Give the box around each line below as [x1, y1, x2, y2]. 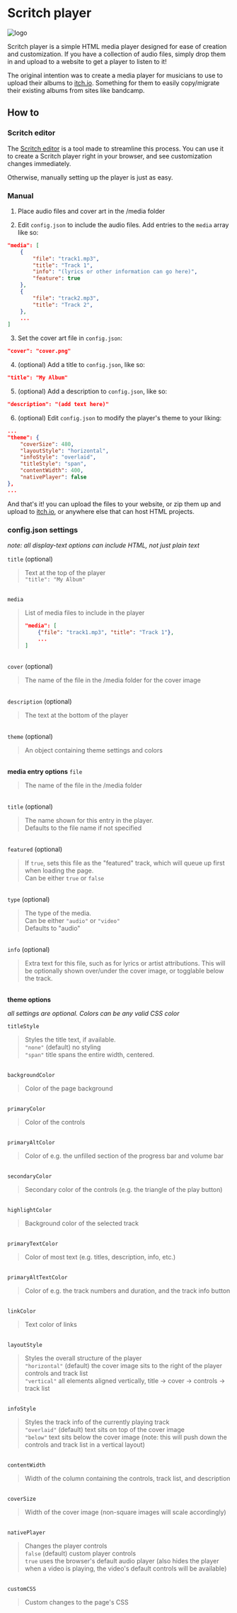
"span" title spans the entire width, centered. [24, 1051, 155, 1059]
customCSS [7, 1585, 37, 1593]
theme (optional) [7, 733, 53, 741]
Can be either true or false [24, 874, 105, 882]
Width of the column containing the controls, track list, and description [24, 1475, 231, 1483]
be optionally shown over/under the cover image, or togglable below [24, 967, 224, 975]
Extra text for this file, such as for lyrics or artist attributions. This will [24, 959, 226, 968]
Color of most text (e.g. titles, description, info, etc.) [24, 1253, 176, 1262]
